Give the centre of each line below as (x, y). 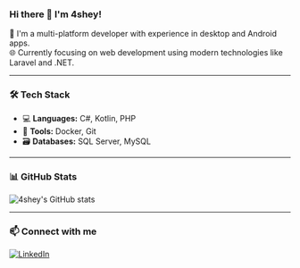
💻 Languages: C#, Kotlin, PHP (79, 118)
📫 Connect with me (53, 231)
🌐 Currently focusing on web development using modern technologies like (146, 53)
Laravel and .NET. (42, 63)
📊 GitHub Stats (43, 176)
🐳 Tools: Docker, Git (59, 131)
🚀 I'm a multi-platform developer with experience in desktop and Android (143, 34)
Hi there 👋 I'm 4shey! (56, 14)
